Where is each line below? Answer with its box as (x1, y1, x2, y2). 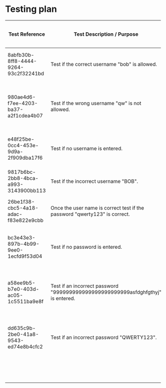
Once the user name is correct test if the (50, 204, 144, 211)
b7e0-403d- (7, 285, 40, 292)
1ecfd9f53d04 (7, 253, 42, 260)
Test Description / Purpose (74, 31, 138, 38)
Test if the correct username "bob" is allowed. (50, 60, 157, 67)
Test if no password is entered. (50, 243, 123, 250)
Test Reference (8, 31, 45, 38)
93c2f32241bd (7, 70, 44, 77)
